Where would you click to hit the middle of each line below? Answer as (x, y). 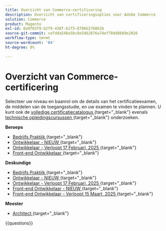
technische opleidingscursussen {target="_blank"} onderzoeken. (72, 117)
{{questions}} (19, 223)
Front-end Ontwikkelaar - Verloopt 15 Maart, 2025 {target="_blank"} (83, 194)
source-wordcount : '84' (30, 43)
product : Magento (23, 24)
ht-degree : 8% (20, 47)
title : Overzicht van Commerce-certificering (53, 10)
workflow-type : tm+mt (28, 38)
